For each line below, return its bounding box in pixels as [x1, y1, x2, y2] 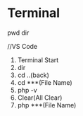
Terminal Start [17, 55, 59, 64]
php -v [17, 86, 37, 94]
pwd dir [7, 28, 30, 37]
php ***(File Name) [17, 100, 77, 109]
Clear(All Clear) [17, 93, 63, 102]
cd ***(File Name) [17, 78, 72, 86]
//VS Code [7, 42, 38, 50]
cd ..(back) [17, 71, 49, 79]
